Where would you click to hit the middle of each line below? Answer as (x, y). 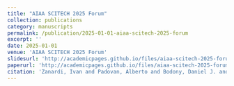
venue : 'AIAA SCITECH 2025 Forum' (57, 53)
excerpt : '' (24, 40)
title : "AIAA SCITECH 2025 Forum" (57, 14)
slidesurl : (23, 59)
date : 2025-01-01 (32, 46)
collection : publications (45, 20)
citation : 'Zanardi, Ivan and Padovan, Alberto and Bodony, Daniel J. (112, 71)
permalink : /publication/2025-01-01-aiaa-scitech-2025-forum (98, 33)
